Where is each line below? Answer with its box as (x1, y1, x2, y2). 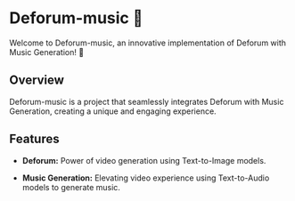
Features (9, 132, 60, 147)
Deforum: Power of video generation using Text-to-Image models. (21, 155, 266, 165)
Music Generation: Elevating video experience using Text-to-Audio (21, 173, 270, 183)
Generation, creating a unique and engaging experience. (9, 106, 217, 117)
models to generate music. (21, 181, 120, 192)
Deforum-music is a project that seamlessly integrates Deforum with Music (9, 96, 284, 107)
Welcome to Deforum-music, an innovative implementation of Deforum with (9, 37, 287, 48)
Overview (9, 73, 65, 88)
